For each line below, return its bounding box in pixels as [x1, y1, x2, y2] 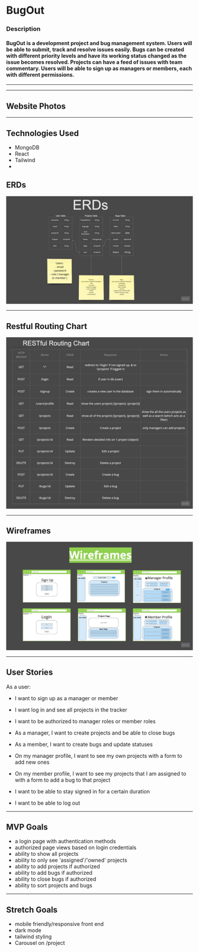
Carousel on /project [14, 940, 65, 947]
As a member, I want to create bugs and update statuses [14, 741, 153, 748]
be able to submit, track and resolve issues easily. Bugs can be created [6, 46, 185, 53]
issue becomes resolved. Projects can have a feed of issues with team [6, 58, 182, 65]
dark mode [14, 927, 41, 934]
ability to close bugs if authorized [14, 875, 97, 883]
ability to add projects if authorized [14, 863, 101, 870]
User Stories [6, 668, 53, 678]
